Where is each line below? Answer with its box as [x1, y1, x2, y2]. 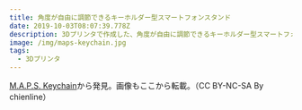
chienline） [9, 91, 51, 102]
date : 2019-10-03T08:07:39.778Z [9, 21, 130, 30]
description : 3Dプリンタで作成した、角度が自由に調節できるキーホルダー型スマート [9, 30, 284, 38]
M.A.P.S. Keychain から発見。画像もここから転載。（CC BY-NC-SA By [9, 80, 264, 90]
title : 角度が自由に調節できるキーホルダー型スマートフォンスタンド [9, 13, 232, 22]
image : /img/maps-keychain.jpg [9, 38, 127, 47]
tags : [9, 47, 30, 55]
